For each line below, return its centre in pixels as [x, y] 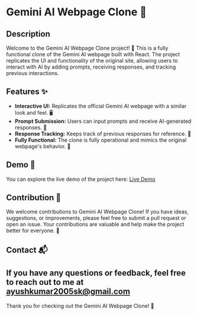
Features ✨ [27, 92]
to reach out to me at [45, 282]
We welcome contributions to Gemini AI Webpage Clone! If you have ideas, [98, 212]
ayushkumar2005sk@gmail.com [68, 292]
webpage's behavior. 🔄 [43, 146]
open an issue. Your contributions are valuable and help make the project [95, 225]
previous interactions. [33, 73]
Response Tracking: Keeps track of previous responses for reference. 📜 [103, 134]
